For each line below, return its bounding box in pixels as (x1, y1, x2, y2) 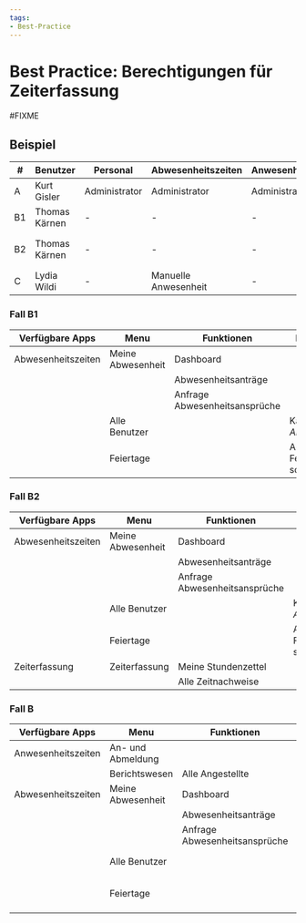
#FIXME (9, 110, 39, 121)
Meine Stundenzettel (177, 660, 267, 672)
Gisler (35, 190, 61, 203)
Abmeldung (108, 753, 159, 765)
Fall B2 (9, 490, 40, 503)
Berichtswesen (108, 767, 174, 780)
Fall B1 (9, 308, 38, 321)
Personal (94, 164, 134, 177)
